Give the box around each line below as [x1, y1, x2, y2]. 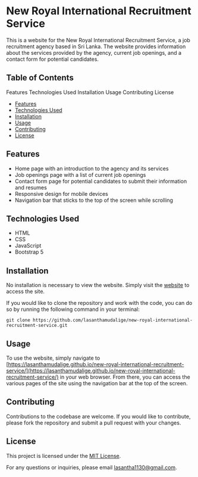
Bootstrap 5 [14, 248, 44, 255]
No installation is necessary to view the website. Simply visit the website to [6, 282, 190, 289]
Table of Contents [6, 73, 74, 83]
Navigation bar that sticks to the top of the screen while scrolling [14, 197, 174, 204]
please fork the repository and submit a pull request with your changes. [6, 419, 181, 426]
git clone [6, 317, 31, 323]
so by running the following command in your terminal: [6, 305, 140, 313]
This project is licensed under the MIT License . [6, 452, 121, 459]
